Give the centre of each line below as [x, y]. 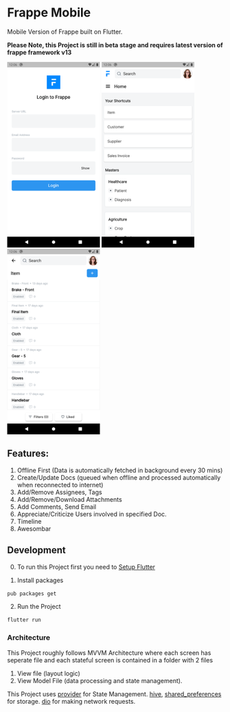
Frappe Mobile [49, 13]
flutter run [24, 620]
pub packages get [32, 593]
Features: [28, 454]
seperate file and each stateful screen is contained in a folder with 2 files [110, 660]
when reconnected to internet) [60, 485]
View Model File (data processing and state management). [100, 680]
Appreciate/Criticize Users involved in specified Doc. [92, 514]
